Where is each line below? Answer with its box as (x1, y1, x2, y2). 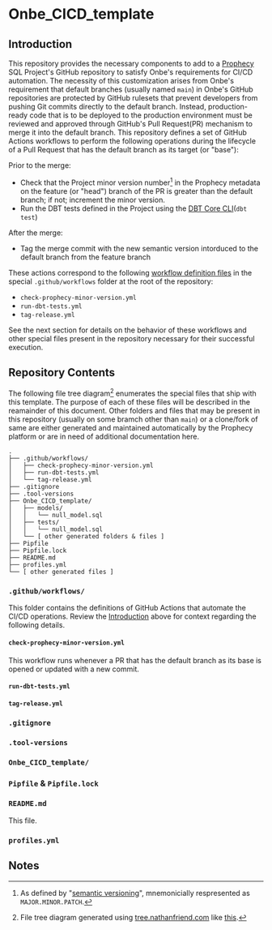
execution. (8, 342, 44, 352)
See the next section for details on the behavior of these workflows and (8, 325, 247, 335)
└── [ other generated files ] (8, 568, 114, 576)
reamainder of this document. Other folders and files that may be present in (8, 406, 261, 416)
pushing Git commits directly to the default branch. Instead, (8, 102, 206, 111)
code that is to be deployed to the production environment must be (29, 110, 253, 120)
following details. (8, 620, 66, 630)
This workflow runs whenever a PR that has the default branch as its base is (8, 655, 261, 665)
